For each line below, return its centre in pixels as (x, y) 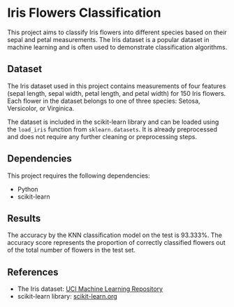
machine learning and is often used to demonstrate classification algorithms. (117, 47)
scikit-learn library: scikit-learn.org (67, 297)
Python (28, 189)
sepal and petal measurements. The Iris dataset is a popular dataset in (108, 39)
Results (24, 218)
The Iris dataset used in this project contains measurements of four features (117, 86)
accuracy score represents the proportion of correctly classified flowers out (116, 243)
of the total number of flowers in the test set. (72, 250)
